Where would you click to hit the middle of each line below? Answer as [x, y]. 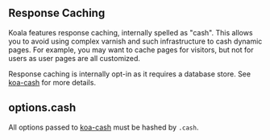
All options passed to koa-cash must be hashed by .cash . [104, 127]
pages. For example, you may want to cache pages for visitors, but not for [131, 49]
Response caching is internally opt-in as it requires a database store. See [130, 74]
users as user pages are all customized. [75, 58]
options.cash [42, 108]
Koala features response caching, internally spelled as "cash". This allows [131, 32]
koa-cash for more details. [52, 82]
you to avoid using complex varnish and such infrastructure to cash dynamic [135, 41]
